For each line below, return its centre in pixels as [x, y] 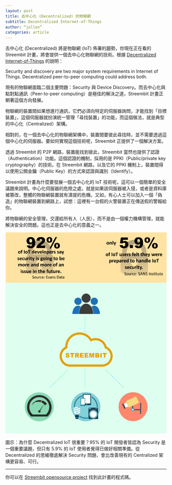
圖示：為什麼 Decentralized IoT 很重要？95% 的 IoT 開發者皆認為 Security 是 [85, 442]
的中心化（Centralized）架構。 [38, 124]
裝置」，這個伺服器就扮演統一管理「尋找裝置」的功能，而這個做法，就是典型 [85, 117]
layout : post [19, 11]
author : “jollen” [24, 27]
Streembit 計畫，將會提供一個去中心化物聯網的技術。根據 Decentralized [81, 55]
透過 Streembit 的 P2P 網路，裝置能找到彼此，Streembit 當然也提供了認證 [82, 152]
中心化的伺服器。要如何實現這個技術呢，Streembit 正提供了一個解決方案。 [88, 141]
